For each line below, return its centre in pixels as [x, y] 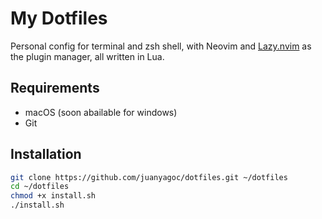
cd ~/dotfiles [40, 187]
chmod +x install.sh [53, 196]
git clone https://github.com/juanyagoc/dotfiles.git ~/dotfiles [149, 177]
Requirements [55, 88]
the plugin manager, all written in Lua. [87, 56]
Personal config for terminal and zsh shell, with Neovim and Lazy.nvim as [161, 46]
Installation [46, 154]
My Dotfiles [59, 18]
